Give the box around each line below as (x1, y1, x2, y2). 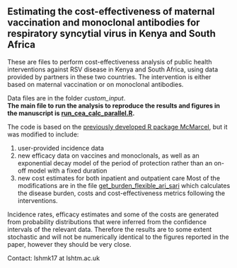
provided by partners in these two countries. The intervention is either (7, 72, 212, 81)
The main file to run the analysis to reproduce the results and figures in (7, 101, 221, 110)
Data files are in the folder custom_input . (7, 93, 126, 102)
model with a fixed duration (27, 166, 108, 175)
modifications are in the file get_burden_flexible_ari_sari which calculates (17, 181, 231, 190)
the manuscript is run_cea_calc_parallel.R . (7, 109, 135, 117)
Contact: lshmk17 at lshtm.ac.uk (7, 254, 100, 262)
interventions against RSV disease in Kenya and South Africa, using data (7, 65, 218, 74)
